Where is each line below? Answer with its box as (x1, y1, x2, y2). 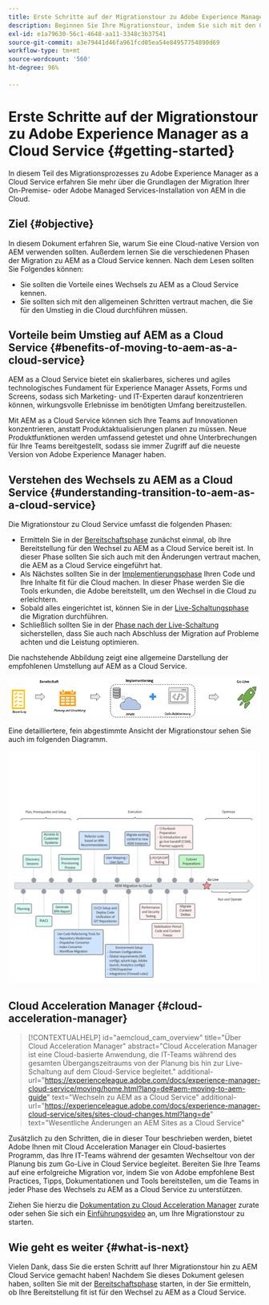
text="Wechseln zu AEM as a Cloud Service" (51, 1092, 200, 1102)
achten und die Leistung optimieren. (19, 638, 139, 647)
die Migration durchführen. (19, 612, 109, 622)
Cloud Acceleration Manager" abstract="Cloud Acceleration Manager (27, 1041, 258, 1051)
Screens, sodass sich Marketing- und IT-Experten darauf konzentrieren (8, 391, 243, 401)
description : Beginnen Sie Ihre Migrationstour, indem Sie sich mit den (8, 21, 256, 30)
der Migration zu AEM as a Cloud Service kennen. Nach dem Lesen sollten (8, 255, 255, 265)
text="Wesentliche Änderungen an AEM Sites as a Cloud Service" (27, 1118, 245, 1128)
